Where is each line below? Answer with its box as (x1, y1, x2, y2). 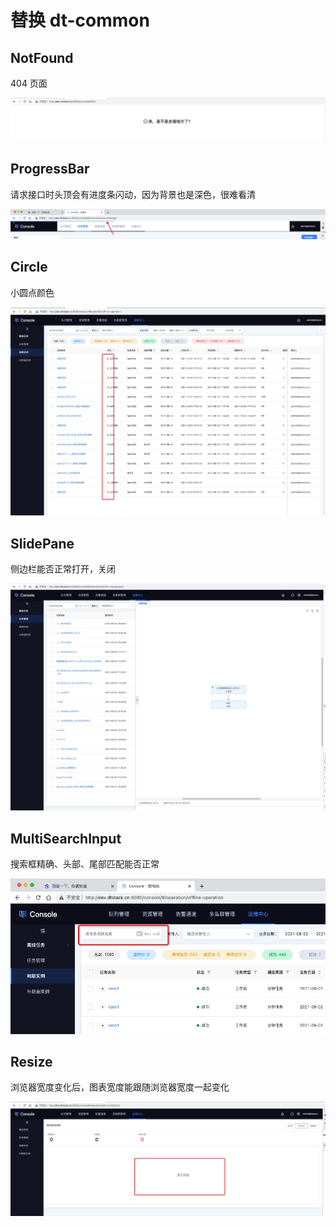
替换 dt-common (10, 9, 150, 32)
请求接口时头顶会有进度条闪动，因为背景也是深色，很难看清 (10, 188, 256, 200)
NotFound (10, 49, 74, 66)
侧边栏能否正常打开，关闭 (10, 563, 116, 575)
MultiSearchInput (10, 830, 122, 847)
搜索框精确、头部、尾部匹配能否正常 (10, 858, 160, 870)
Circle (10, 259, 48, 276)
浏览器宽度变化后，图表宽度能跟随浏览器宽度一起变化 (10, 1081, 230, 1093)
